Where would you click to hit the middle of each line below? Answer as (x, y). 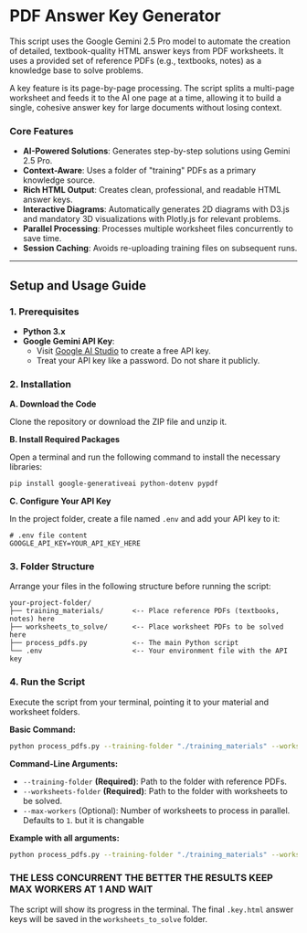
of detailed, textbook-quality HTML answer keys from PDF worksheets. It (147, 50)
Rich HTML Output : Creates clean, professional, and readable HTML (152, 190)
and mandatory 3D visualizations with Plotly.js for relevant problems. (152, 219)
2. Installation (40, 384)
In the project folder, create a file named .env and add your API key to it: (145, 519)
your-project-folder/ (51, 603)
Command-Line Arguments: (64, 763)
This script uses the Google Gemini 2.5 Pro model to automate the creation (150, 41)
